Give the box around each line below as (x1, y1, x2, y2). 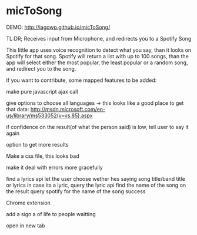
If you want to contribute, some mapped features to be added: (6, 77, 157, 84)
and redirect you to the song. (6, 65, 76, 72)
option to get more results (6, 141, 69, 148)
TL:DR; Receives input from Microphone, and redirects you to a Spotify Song (6, 35, 192, 42)
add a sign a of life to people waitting (6, 210, 96, 217)
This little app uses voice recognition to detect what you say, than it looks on (6, 46, 192, 54)
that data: (6, 105, 29, 112)
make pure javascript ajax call (6, 88, 78, 95)
